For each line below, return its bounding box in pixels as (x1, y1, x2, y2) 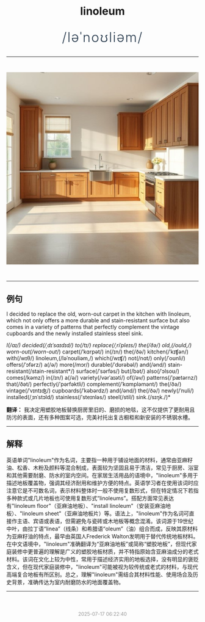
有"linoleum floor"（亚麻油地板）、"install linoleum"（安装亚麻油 (6, 502, 166, 509)
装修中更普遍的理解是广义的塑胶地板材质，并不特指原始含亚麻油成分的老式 (11, 548, 199, 555)
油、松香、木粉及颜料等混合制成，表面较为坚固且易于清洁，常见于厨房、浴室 (6, 464, 199, 471)
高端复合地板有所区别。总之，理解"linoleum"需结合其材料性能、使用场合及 (6, 571, 193, 578)
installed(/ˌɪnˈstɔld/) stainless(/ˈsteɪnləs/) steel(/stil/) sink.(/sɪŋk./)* (6, 394, 171, 400)
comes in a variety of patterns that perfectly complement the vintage (6, 324, 180, 330)
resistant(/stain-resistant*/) (6, 367, 75, 375)
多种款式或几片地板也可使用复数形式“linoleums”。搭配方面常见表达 (6, 494, 174, 502)
